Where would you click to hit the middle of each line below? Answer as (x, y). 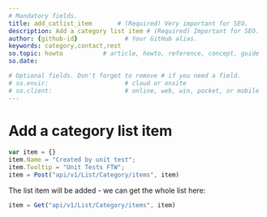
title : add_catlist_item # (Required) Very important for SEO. (129, 23)
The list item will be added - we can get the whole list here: (107, 190)
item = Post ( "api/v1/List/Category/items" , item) (94, 175)
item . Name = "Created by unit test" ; (72, 160)
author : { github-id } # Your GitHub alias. (103, 38)
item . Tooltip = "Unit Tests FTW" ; (67, 168)
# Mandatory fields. (43, 16)
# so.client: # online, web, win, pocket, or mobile (134, 91)
